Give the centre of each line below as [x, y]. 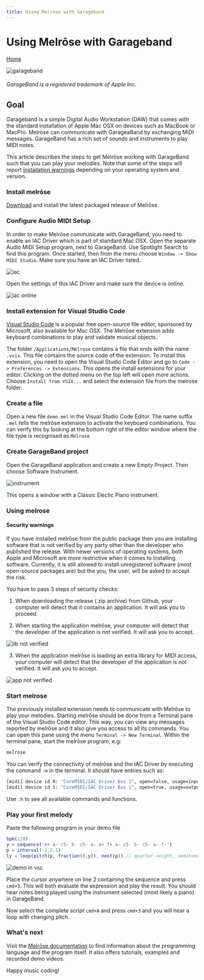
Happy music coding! [33, 970]
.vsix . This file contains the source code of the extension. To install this [96, 355]
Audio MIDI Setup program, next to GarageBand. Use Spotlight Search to [97, 247]
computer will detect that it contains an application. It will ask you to [100, 607]
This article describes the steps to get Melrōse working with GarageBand [98, 157]
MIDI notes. [21, 145]
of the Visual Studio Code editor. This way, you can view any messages [96, 722]
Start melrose [27, 696]
